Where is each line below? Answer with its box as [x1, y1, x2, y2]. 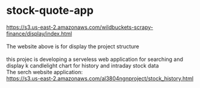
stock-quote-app [6, 4, 94, 17]
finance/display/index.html [6, 30, 73, 37]
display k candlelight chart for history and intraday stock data [6, 61, 159, 69]
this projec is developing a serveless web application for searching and [6, 55, 183, 63]
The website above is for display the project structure [6, 43, 140, 50]
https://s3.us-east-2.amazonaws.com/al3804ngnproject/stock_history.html [6, 75, 194, 82]
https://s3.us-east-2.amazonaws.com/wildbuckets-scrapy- [6, 24, 153, 31]
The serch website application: [6, 68, 83, 75]
